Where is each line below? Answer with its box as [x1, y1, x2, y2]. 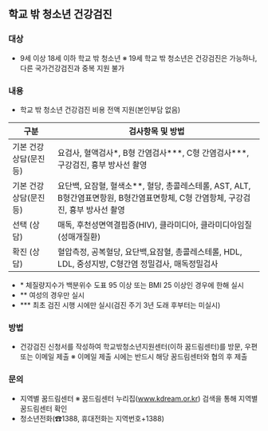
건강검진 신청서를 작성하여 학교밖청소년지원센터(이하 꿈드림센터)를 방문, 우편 [19, 342, 258, 352]
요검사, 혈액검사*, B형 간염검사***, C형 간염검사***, [57, 147, 250, 158]
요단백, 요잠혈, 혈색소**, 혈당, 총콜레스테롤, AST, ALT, [57, 180, 251, 191]
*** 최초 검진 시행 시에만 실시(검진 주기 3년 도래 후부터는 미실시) [19, 300, 221, 309]
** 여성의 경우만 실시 [19, 290, 85, 300]
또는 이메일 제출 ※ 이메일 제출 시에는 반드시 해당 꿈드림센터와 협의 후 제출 [19, 352, 248, 361]
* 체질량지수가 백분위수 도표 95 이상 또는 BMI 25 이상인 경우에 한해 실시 [19, 280, 245, 289]
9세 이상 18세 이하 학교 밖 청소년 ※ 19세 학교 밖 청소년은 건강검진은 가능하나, [19, 53, 258, 62]
